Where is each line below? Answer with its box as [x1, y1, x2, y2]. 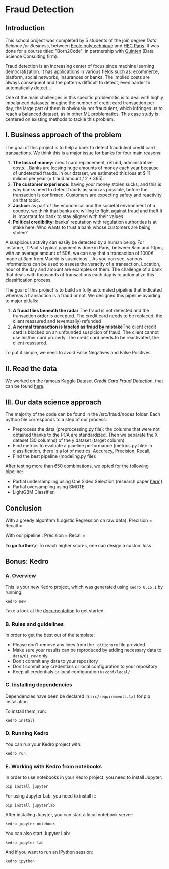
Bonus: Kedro [5, 557, 49, 566]
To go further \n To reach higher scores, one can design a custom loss [5, 542, 151, 549]
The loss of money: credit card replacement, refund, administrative [12, 159, 153, 165]
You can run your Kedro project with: [5, 741, 82, 747]
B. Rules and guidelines [5, 620, 64, 627]
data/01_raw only [12, 653, 48, 659]
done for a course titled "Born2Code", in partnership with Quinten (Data [5, 48, 154, 54]
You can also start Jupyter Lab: [5, 830, 70, 837]
